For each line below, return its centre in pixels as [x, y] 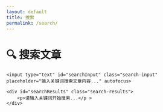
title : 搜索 [20, 17]
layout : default [27, 12]
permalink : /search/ [32, 23]
